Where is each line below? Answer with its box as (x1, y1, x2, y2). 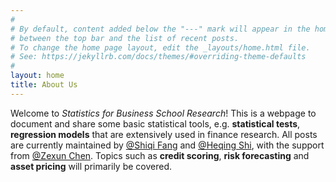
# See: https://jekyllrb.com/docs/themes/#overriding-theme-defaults (10, 52, 307, 62)
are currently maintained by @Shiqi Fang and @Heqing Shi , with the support (10, 139, 325, 151)
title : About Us (10, 80, 78, 90)
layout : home (10, 71, 65, 81)
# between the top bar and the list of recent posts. (10, 33, 240, 43)
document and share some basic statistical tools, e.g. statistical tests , (10, 117, 301, 130)
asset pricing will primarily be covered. (10, 160, 172, 172)
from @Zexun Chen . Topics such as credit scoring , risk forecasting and (10, 149, 310, 161)
